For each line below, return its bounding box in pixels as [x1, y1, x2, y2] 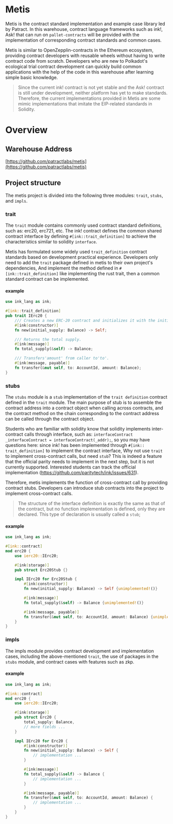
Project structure [5, 178, 61, 187]
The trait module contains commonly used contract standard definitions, [5, 222, 162, 228]
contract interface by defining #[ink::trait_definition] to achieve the [5, 233, 157, 240]
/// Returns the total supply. [14, 337, 82, 342]
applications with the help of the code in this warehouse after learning [5, 68, 154, 75]
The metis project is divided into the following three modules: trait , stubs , [5, 192, 163, 199]
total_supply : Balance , [24, 720, 75, 725]
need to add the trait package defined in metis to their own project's [5, 260, 153, 266]
